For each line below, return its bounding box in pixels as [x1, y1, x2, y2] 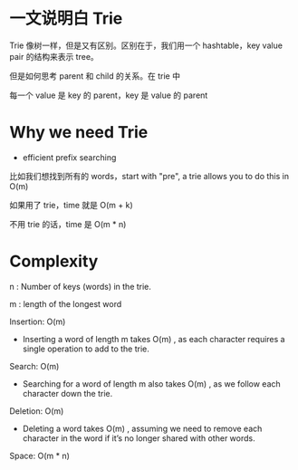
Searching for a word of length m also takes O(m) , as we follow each [22, 378, 281, 389]
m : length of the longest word [9, 298, 122, 309]
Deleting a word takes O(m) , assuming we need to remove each [22, 423, 263, 434]
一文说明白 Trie [9, 8, 123, 29]
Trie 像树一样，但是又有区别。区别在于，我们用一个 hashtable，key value [9, 40, 284, 51]
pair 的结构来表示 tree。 [9, 51, 100, 62]
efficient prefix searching [22, 151, 117, 163]
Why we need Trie [9, 122, 149, 143]
